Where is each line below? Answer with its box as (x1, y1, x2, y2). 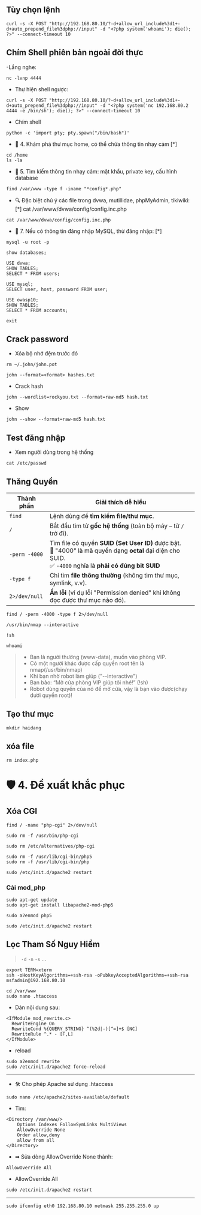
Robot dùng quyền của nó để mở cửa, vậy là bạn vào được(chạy (29, 686, 188, 693)
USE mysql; (6, 281, 33, 287)
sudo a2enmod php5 (6, 912, 52, 918)
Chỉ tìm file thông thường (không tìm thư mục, (50, 571, 179, 580)
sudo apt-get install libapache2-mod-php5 (6, 902, 114, 908)
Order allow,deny (17, 1132, 60, 1138)
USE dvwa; (6, 260, 31, 266)
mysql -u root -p (6, 239, 50, 245)
